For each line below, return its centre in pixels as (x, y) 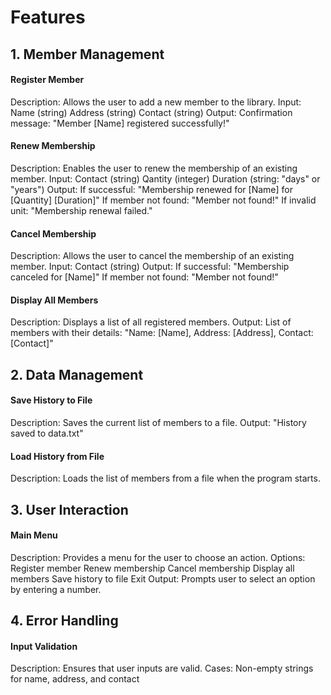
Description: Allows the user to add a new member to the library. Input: (156, 102)
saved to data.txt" (47, 433)
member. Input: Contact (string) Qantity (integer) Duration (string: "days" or (165, 178)
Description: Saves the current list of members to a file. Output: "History (158, 422)
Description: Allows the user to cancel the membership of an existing (152, 256)
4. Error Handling (64, 621)
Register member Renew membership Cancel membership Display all (152, 568)
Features (48, 17)
